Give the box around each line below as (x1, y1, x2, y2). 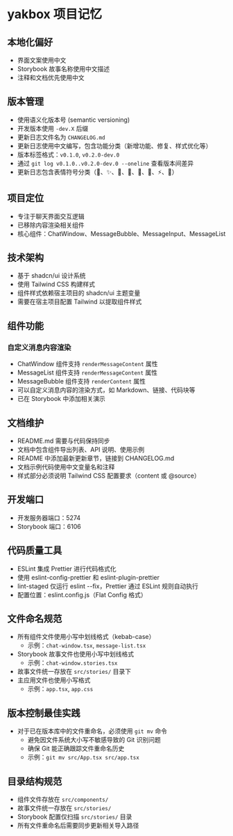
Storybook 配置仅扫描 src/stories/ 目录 (17, 812, 132, 821)
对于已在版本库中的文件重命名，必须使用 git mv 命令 (17, 727, 168, 735)
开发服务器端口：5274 (17, 513, 81, 522)
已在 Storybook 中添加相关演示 (17, 395, 105, 403)
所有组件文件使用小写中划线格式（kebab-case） (17, 633, 155, 641)
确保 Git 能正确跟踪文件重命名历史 (27, 744, 125, 752)
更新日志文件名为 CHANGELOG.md (17, 133, 105, 141)
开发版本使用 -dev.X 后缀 (17, 124, 89, 132)
